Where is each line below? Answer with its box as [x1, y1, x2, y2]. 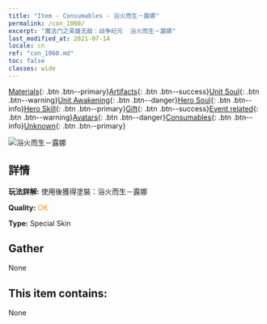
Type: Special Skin [8, 218, 71, 228]
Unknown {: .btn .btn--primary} [23, 120, 126, 130]
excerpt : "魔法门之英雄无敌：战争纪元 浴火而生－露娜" [8, 27, 176, 35]
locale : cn [8, 42, 45, 50]
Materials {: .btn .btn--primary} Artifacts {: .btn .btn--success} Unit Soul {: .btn [8, 86, 261, 96]
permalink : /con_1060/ [8, 19, 85, 27]
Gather [8, 242, 44, 255]
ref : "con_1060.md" [8, 49, 74, 57]
